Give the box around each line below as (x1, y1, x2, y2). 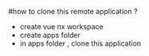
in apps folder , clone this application (19, 39, 142, 48)
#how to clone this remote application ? (8, 7, 138, 16)
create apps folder (19, 31, 81, 39)
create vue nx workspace (19, 22, 104, 31)
